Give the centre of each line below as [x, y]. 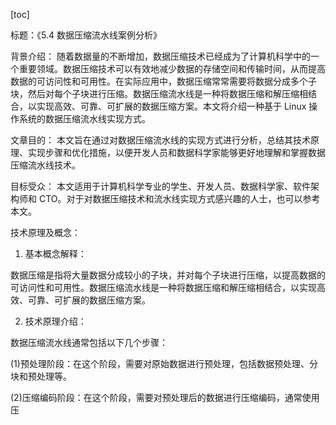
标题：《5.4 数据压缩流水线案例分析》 [86, 35]
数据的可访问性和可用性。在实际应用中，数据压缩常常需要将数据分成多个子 [163, 81]
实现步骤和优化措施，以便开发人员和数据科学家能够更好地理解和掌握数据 [176, 152]
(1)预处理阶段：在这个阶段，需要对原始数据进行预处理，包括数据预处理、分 [164, 363]
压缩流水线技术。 [45, 165]
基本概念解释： [55, 253]
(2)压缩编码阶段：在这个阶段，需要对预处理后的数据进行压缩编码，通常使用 [165, 397]
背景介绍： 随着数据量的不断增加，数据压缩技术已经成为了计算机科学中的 [160, 56]
